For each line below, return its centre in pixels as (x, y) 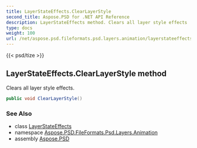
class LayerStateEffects (43, 126)
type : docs (19, 28)
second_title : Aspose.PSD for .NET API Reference (68, 17)
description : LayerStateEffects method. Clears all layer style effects (97, 22)
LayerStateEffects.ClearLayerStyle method (86, 74)
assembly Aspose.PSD (42, 139)
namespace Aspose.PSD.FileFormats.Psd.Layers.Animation (86, 132)
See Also (19, 113)
